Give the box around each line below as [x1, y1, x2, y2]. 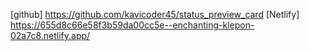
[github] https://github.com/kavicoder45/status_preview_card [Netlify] [10, 9, 300, 20]
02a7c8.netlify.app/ [10, 30, 91, 41]
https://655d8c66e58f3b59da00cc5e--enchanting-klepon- [10, 19, 255, 31]
